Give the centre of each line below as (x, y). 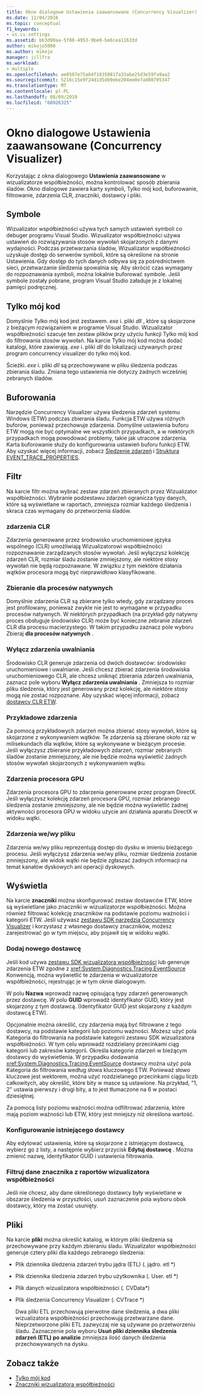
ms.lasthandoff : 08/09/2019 (42, 97)
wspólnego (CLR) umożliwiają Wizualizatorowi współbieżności (84, 546)
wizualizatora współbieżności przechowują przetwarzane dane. (95, 1318)
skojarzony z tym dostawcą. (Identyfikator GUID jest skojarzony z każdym (99, 1006)
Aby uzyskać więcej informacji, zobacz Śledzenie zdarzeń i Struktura (93, 451)
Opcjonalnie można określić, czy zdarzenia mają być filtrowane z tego (94, 1024)
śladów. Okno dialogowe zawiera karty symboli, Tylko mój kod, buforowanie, (102, 188)
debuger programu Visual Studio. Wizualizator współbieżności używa (93, 235)
